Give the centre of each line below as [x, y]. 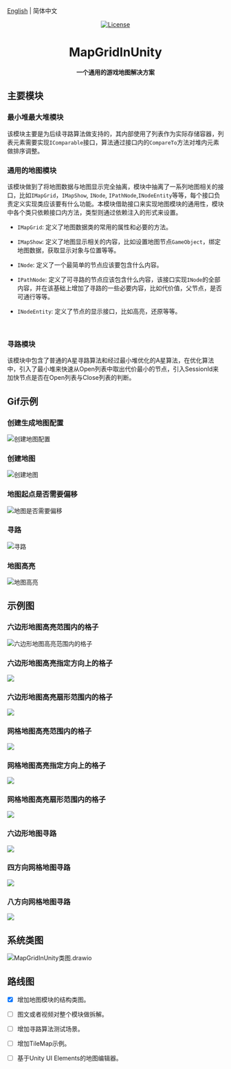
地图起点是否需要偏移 [42, 495]
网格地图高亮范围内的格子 [49, 731]
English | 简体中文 [32, 11]
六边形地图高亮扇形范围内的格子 [60, 697]
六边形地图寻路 [32, 834]
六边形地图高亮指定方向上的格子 [60, 663]
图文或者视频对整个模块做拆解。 [62, 1014]
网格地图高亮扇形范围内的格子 [57, 799]
